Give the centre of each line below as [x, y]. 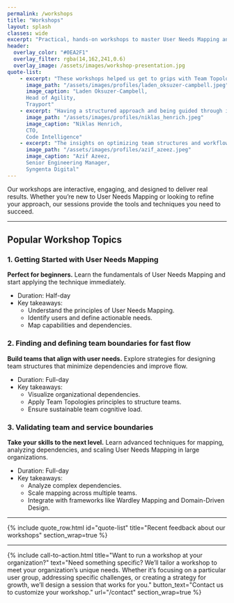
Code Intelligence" [54, 137]
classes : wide [28, 33]
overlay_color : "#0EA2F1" [51, 53]
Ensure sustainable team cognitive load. [85, 409]
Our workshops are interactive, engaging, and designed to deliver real [108, 189]
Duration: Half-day [44, 296]
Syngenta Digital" [52, 169]
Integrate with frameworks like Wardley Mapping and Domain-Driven [126, 500]
